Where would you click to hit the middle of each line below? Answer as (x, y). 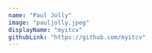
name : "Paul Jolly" (40, 15)
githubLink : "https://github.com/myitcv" (77, 37)
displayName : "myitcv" (45, 30)
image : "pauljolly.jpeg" (49, 23)
